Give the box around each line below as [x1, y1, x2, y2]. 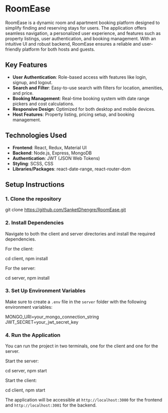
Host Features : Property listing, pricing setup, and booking [12, 111, 134, 117]
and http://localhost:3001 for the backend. [5, 402, 97, 408]
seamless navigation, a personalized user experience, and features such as [5, 30, 161, 36]
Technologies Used [5, 131, 67, 140]
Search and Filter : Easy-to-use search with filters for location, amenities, [12, 85, 163, 91]
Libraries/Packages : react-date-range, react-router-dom [12, 166, 131, 172]
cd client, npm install [5, 255, 48, 261]
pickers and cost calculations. [12, 101, 74, 107]
